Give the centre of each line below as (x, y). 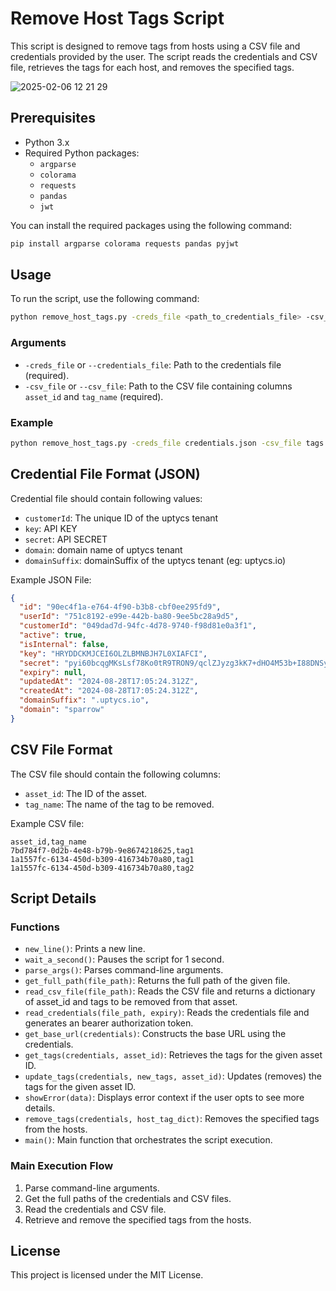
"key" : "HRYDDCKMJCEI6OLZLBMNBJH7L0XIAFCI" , (113, 653)
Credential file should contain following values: (106, 498)
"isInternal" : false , (64, 644)
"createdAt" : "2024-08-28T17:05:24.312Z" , (109, 691)
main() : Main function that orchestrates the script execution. (148, 1140)
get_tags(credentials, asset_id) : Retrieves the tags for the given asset (173, 1055)
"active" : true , (53, 635)
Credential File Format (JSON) (105, 474)
